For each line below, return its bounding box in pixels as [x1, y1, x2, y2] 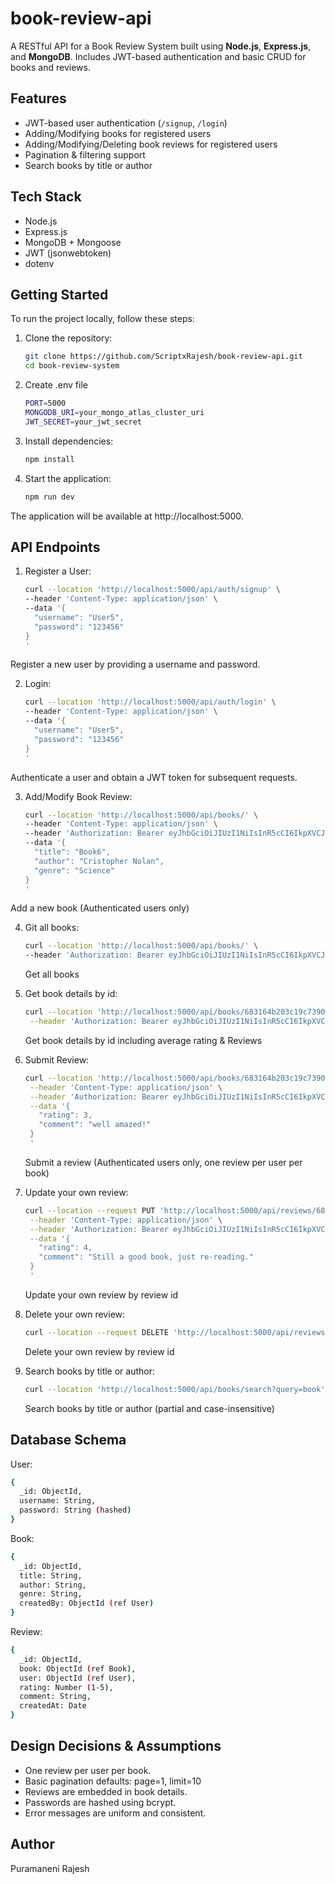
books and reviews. [10, 61, 91, 73]
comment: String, [19, 1692, 92, 1702]
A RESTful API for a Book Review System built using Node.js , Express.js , [10, 40, 312, 52]
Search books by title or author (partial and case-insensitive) [24, 1402, 275, 1414]
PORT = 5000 [24, 398, 67, 409]
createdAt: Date [19, 1701, 87, 1711]
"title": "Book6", [34, 847, 111, 857]
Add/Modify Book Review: [24, 790, 133, 802]
